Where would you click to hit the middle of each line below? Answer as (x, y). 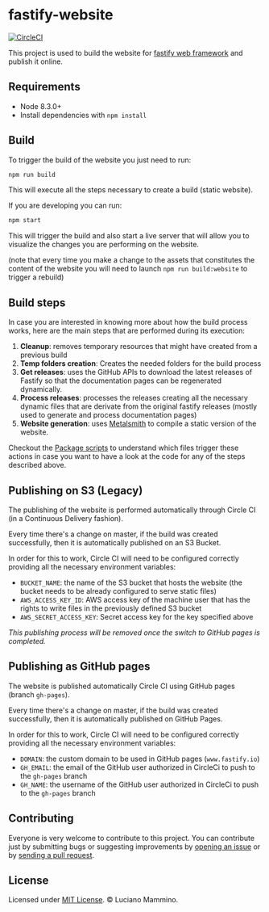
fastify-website (61, 15)
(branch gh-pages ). (39, 694)
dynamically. (41, 389)
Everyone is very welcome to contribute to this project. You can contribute (132, 838)
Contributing (41, 819)
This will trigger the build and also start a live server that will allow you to (129, 236)
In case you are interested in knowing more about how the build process (128, 322)
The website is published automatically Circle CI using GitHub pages (122, 686)
